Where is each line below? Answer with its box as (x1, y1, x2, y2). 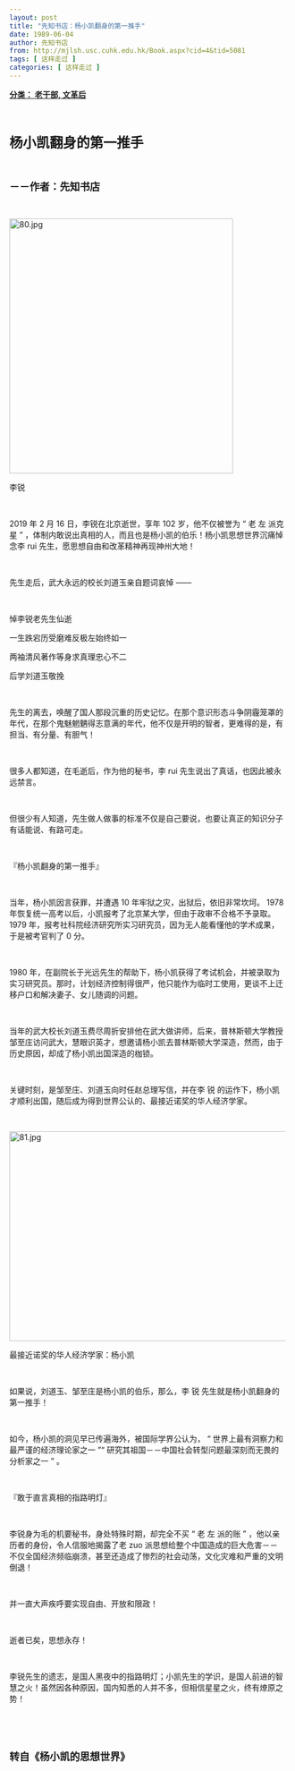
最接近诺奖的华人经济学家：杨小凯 (9, 1349, 135, 1360)
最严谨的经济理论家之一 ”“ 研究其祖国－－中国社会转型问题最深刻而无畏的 (9, 1444, 280, 1455)
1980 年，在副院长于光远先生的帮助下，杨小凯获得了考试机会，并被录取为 (9, 966, 280, 977)
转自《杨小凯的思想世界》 (9, 1750, 131, 1763)
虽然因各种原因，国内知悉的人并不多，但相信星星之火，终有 (39, 1682, 260, 1692)
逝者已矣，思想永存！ (9, 1634, 88, 1645)
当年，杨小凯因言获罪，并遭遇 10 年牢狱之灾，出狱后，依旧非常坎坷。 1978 (9, 897, 284, 907)
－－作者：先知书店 (9, 180, 100, 193)
